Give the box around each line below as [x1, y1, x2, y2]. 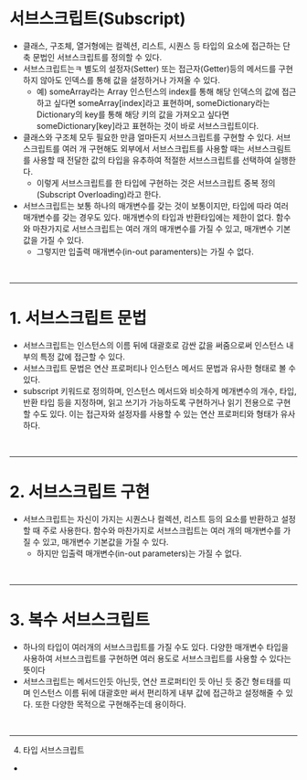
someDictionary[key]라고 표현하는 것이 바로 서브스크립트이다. [36, 120, 259, 131]
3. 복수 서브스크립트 [9, 610, 151, 630]
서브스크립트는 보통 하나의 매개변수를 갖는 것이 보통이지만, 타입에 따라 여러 [22, 200, 290, 211]
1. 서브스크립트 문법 [9, 308, 147, 329]
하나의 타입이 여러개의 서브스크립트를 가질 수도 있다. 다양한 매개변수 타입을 [22, 641, 290, 652]
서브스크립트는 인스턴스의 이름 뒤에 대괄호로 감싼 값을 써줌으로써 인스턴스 [22, 339, 285, 350]
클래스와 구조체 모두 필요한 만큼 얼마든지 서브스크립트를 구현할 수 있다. [22, 132, 274, 143]
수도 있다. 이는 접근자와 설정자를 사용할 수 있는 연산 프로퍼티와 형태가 [32, 408, 279, 419]
